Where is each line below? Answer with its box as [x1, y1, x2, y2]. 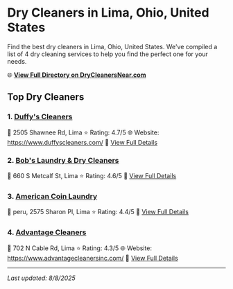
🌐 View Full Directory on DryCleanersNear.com [7, 71, 147, 79]
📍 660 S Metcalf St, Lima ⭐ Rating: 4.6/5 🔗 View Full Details [7, 171, 177, 179]
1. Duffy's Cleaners [7, 112, 73, 122]
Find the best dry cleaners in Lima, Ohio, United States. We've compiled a [7, 42, 218, 51]
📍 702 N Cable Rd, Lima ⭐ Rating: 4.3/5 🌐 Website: [7, 244, 153, 252]
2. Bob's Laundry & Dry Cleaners [7, 155, 119, 165]
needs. [7, 57, 27, 65]
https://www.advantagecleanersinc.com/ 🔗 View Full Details [7, 254, 178, 262]
